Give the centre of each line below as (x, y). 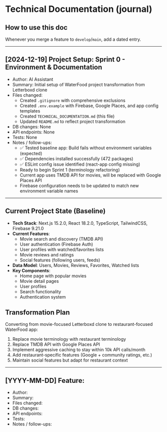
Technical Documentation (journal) (79, 9)
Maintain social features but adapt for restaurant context (70, 360)
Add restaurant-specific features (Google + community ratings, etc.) (82, 355)
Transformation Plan (38, 313)
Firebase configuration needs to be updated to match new (79, 185)
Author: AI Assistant (33, 79)
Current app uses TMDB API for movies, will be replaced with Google (90, 175)
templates (30, 111)
